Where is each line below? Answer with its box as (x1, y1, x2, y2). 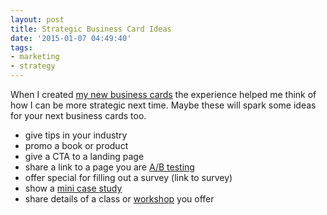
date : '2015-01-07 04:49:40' (10, 33, 132, 43)
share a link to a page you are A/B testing (24, 161, 195, 173)
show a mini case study (24, 182, 123, 194)
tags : (10, 42, 33, 53)
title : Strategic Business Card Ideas (10, 24, 172, 34)
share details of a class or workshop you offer (24, 193, 215, 205)
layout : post (10, 14, 65, 25)
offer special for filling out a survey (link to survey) (24, 172, 233, 183)
